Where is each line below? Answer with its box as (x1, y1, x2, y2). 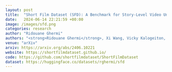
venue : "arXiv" (5, 41, 38, 46)
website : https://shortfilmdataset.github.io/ (5, 50, 106, 55)
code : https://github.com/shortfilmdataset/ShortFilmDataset (5, 54, 139, 60)
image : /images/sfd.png (5, 21, 56, 27)
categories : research (5, 26, 52, 31)
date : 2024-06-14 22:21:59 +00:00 (5, 17, 83, 22)
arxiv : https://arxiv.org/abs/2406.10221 (5, 45, 95, 50)
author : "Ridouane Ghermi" (5, 31, 63, 36)
